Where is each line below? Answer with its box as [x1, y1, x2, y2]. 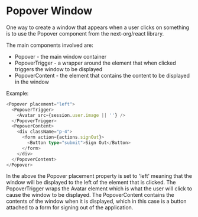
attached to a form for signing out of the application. [6, 204, 134, 211]
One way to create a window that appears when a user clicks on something [6, 24, 190, 31]
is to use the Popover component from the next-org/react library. [6, 30, 164, 37]
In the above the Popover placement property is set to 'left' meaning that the [6, 173, 193, 180]
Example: [6, 90, 29, 97]
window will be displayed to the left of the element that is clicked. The [6, 179, 176, 186]
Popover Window [6, 4, 93, 18]
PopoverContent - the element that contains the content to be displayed [14, 72, 190, 79]
